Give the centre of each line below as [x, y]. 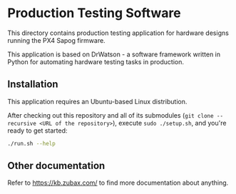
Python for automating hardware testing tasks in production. [96, 61]
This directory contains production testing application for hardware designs [118, 33]
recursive [22, 123]
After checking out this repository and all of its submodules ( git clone [111, 115]
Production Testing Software [94, 13]
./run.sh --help [31, 143]
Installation [33, 85]
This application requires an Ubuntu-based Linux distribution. [97, 101]
